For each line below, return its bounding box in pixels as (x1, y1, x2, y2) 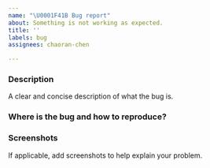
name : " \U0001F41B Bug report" (8, 11, 111, 20)
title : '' (8, 26, 41, 34)
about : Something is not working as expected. (8, 19, 164, 27)
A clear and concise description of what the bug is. (8, 91, 174, 101)
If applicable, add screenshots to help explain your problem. (8, 151, 203, 160)
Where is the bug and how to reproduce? (8, 111, 167, 122)
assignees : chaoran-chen (8, 41, 90, 49)
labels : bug (8, 33, 47, 42)
